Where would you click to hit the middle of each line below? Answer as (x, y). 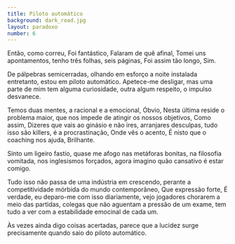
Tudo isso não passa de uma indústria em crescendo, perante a (99, 182)
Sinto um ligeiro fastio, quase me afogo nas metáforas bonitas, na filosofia (115, 154)
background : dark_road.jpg (47, 20)
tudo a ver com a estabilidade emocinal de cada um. (83, 212)
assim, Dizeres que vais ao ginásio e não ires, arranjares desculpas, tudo (113, 125)
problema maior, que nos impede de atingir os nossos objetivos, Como (109, 118)
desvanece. (24, 97)
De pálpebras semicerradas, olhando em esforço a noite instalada (102, 74)
